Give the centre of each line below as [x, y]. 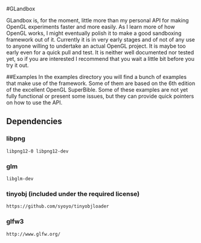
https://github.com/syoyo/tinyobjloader [58, 207]
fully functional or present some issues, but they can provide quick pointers [100, 96]
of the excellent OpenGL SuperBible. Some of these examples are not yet [97, 90]
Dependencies [34, 121]
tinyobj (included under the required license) [73, 194]
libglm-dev [20, 178]
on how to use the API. [34, 103]
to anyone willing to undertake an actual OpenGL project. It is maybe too [96, 46]
